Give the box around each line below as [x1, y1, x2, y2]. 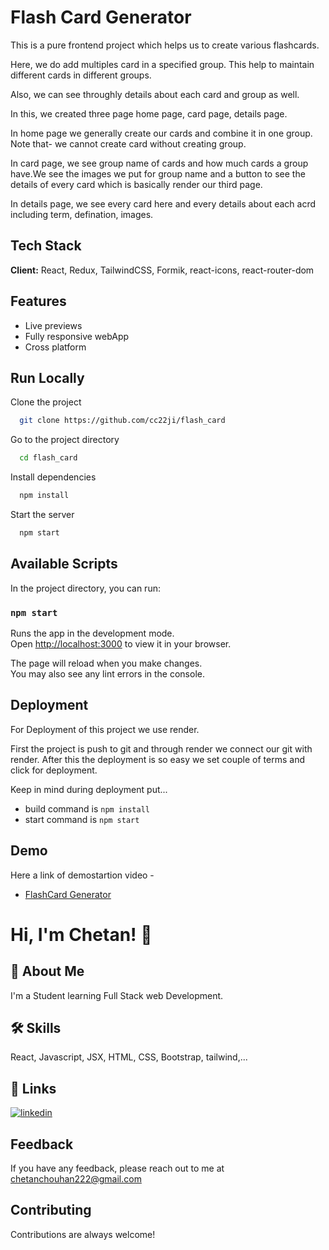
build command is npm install [24, 802, 150, 815]
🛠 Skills [10, 1020, 62, 1036]
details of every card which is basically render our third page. [10, 178, 263, 190]
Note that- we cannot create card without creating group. [10, 137, 247, 150]
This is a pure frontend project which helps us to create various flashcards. [10, 39, 320, 51]
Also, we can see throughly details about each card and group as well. [10, 88, 300, 100]
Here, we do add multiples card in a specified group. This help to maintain [10, 58, 315, 70]
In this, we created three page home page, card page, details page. [10, 107, 288, 120]
